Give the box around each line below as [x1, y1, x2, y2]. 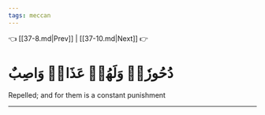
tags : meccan [8, 11, 51, 20]
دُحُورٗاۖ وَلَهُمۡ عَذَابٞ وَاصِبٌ [8, 64, 174, 82]
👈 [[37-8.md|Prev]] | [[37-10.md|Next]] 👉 [8, 33, 148, 43]
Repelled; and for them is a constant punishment [8, 90, 166, 99]
